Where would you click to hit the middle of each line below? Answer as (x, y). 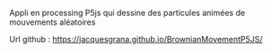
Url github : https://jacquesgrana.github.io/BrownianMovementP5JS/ (136, 39)
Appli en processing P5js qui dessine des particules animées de (127, 13)
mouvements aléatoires (53, 22)
